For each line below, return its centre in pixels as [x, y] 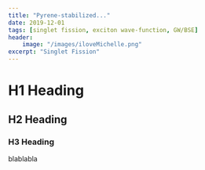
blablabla [23, 158]
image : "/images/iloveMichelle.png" [82, 45]
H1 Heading [46, 90]
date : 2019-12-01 [37, 23]
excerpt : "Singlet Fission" [54, 52]
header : [21, 37]
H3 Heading [31, 142]
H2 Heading [38, 119]
